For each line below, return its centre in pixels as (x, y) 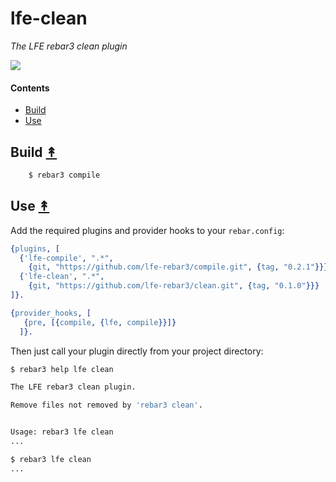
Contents (30, 88)
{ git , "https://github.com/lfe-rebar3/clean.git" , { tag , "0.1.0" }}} (174, 286)
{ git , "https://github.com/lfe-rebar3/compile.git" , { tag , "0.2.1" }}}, (180, 267)
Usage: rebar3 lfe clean (62, 432)
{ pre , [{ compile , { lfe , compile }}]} (100, 322)
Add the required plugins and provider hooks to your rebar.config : (147, 230)
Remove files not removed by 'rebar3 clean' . (106, 405)
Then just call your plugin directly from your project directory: (137, 351)
